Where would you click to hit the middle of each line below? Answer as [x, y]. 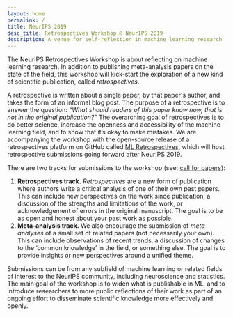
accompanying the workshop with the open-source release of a [98, 139]
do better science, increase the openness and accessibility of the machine [114, 125]
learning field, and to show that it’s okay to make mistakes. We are [102, 132]
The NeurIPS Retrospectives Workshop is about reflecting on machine [107, 59]
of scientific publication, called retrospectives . [73, 82]
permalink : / [26, 20]
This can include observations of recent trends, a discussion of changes [121, 240]
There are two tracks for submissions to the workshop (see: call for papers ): [116, 168]
